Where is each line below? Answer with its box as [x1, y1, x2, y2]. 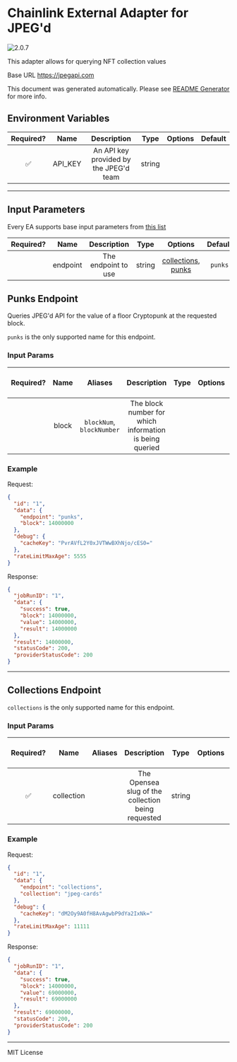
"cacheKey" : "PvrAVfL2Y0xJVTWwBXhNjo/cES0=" [20, 540, 153, 547]
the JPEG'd [92, 163, 130, 173]
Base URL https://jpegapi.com [7, 71, 95, 79]
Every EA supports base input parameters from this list [7, 222, 166, 231]
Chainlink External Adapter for [7, 5, 189, 21]
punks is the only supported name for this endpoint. [7, 333, 156, 341]
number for [128, 407, 166, 417]
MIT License [7, 1048, 44, 1056]
